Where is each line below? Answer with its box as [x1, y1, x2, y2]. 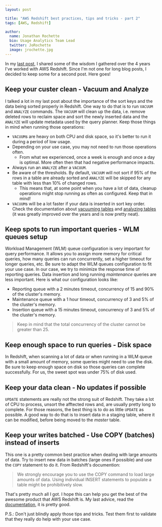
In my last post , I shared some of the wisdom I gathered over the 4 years [5, 60, 151, 66]
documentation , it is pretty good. [5, 501, 71, 507]
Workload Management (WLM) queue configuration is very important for [5, 245, 150, 251]
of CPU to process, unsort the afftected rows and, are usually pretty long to [5, 401, 156, 407]
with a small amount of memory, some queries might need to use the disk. [5, 359, 153, 365]
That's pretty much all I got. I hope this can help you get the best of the [5, 491, 147, 497]
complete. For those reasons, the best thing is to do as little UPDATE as [5, 407, 144, 412]
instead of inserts [5, 439, 60, 447]
